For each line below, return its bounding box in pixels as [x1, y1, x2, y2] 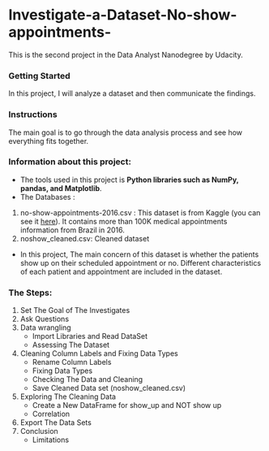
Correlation [32, 409, 70, 419]
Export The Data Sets [19, 418, 92, 427]
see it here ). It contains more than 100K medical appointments [19, 216, 228, 226]
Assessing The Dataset [32, 340, 110, 350]
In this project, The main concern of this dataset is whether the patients [19, 249, 259, 259]
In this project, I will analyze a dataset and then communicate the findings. [8, 89, 256, 98]
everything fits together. [8, 136, 89, 145]
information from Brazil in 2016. [19, 225, 126, 235]
